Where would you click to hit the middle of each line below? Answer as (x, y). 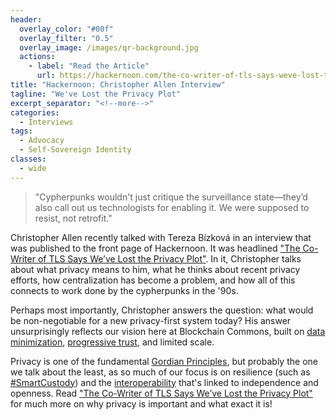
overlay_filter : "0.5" (66, 38)
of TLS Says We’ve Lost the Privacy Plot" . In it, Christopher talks (169, 258)
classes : (28, 159)
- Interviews (46, 122)
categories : (35, 112)
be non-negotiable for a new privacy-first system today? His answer (151, 320)
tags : (21, 131)
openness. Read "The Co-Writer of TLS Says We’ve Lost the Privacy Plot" (161, 393)
